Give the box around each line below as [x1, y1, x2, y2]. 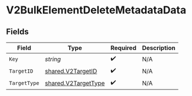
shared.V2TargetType [45, 79, 105, 87]
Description [142, 44, 176, 52]
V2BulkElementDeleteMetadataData [6, 3, 187, 17]
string [45, 55, 61, 63]
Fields [6, 27, 29, 37]
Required [110, 44, 137, 52]
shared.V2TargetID [45, 67, 97, 75]
